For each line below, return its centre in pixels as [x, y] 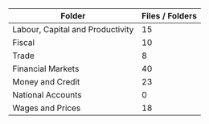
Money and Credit [46, 82]
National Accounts [47, 95]
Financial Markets [46, 69]
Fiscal [23, 42]
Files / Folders [169, 16]
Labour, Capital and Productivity [73, 29]
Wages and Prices [47, 108]
